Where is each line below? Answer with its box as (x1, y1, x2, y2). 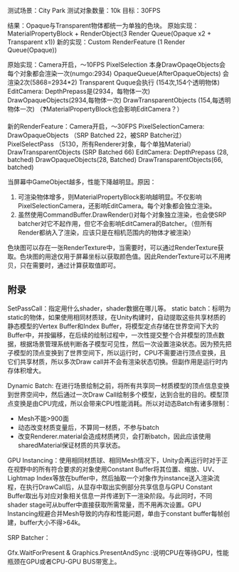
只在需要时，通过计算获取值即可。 (19, 261, 119, 269)
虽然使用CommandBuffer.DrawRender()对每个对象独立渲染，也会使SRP (17, 210, 227, 219)
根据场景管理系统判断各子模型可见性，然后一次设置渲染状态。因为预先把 (19, 340, 232, 348)
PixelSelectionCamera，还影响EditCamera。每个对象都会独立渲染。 (17, 202, 216, 210)
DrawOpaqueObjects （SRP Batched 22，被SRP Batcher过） (7, 131, 186, 139)
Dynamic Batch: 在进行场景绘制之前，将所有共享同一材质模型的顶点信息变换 (7, 381, 230, 389)
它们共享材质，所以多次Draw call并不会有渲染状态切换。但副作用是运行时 (7, 357, 222, 366)
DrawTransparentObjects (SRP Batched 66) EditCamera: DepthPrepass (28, (7, 148, 229, 156)
